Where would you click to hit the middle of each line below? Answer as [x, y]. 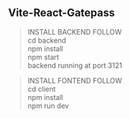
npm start [43, 57]
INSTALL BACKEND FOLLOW [74, 31]
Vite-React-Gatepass [62, 13]
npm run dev [48, 105]
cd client [42, 89]
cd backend [47, 40]
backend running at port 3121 [74, 65]
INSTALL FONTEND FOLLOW [74, 80]
